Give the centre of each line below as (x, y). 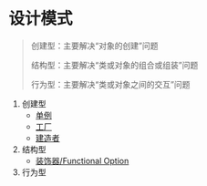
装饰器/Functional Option (82, 160)
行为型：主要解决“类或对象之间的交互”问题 (110, 84)
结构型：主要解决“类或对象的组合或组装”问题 (114, 65)
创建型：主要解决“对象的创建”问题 (94, 46)
